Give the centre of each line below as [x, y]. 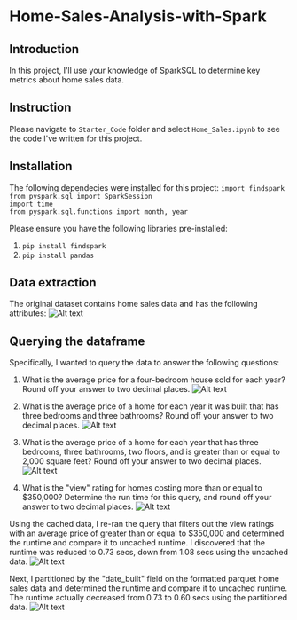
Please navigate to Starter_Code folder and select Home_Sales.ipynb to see [145, 129]
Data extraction [53, 283]
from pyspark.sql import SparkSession [81, 196]
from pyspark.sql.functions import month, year [99, 212]
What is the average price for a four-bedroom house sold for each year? [153, 380]
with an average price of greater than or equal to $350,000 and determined [147, 533]
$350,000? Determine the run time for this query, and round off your [147, 498]
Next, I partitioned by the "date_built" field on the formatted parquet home [144, 579]
